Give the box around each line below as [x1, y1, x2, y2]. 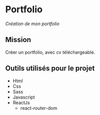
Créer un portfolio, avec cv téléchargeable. [5, 49, 95, 55]
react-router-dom [20, 105, 58, 111]
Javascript [12, 94, 35, 100]
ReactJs [12, 99, 30, 106]
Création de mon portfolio [5, 21, 60, 27]
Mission [5, 35, 32, 44]
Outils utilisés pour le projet [5, 64, 95, 73]
